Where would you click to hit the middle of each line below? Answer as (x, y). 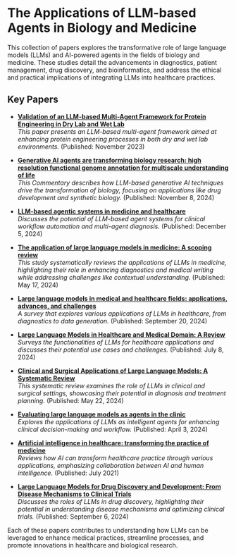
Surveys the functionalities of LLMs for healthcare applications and (116, 342)
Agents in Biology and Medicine (102, 28)
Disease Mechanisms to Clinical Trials (74, 494)
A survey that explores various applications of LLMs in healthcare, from (122, 313)
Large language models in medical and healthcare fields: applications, (122, 298)
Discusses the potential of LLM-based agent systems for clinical (111, 218)
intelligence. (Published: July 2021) (68, 473)
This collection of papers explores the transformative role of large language (117, 47)
